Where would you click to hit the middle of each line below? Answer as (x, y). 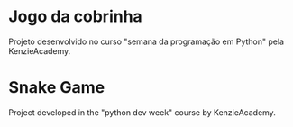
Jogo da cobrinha (76, 17)
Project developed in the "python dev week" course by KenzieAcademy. (142, 112)
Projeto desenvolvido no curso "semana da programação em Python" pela (146, 41)
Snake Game (57, 88)
